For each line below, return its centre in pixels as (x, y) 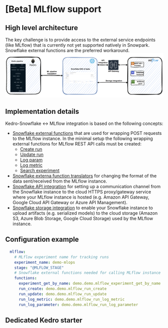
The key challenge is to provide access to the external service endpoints (80, 40)
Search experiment (40, 171)
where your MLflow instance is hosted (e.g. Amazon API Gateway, (81, 197)
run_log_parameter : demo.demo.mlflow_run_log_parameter (78, 304)
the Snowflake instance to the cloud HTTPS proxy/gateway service (82, 192)
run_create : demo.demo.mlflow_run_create (63, 289)
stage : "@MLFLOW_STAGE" (39, 268)
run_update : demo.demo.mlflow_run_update (63, 294)
